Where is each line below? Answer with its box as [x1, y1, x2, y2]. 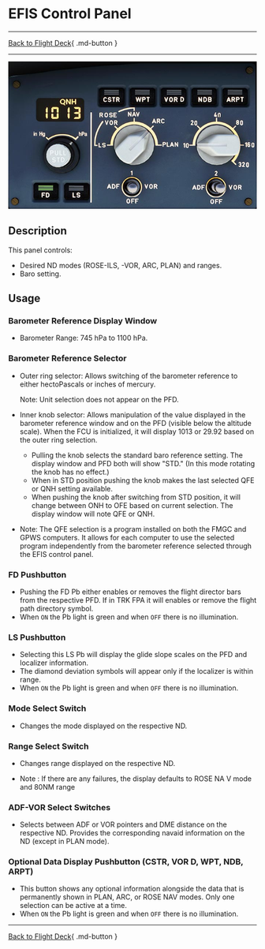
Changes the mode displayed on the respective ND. [19, 721, 188, 730]
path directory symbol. [19, 604, 94, 613]
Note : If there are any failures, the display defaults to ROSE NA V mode [19, 774, 252, 783]
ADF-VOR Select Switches [8, 801, 111, 813]
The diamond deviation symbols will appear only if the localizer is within [19, 667, 254, 676]
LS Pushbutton [8, 632, 66, 643]
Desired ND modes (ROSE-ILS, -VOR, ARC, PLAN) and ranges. [19, 260, 222, 270]
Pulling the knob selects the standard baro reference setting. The [31, 450, 243, 460]
